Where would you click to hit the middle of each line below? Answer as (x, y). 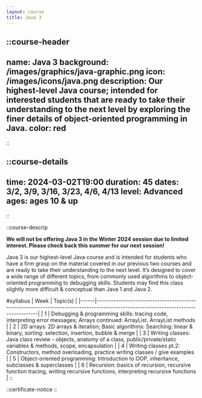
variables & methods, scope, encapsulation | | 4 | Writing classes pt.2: (93, 346)
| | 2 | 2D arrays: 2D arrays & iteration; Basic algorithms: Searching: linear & (99, 326)
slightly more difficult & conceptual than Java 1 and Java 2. (79, 289)
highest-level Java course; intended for (82, 91)
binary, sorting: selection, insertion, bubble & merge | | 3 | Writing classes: (98, 333)
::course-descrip (27, 227)
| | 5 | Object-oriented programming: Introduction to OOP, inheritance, (93, 358)
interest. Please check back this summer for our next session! (85, 245)
